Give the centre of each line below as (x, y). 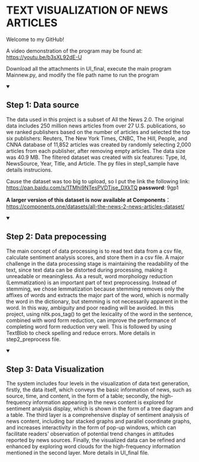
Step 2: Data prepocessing (56, 237)
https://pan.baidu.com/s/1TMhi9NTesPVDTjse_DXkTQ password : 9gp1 (92, 187)
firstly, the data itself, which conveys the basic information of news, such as (99, 390)
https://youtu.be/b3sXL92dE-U (44, 57)
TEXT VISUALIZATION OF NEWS (87, 10)
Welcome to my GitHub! (35, 39)
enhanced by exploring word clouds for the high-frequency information (93, 447)
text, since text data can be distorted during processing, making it (87, 270)
